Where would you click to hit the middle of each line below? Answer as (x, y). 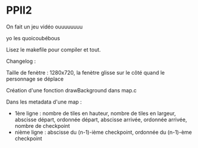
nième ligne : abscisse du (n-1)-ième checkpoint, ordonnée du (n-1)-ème (103, 132)
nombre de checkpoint (42, 126)
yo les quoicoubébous (33, 38)
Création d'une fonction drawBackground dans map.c (72, 90)
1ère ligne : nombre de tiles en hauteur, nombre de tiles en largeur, (95, 113)
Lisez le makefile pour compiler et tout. (53, 49)
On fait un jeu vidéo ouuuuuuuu (44, 27)
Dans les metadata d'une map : (44, 102)
